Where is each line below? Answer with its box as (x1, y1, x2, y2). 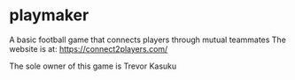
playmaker (9, 5, 89, 25)
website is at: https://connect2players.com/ (9, 43, 168, 54)
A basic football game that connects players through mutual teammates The (9, 34, 286, 45)
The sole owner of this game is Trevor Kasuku (9, 61, 177, 71)
